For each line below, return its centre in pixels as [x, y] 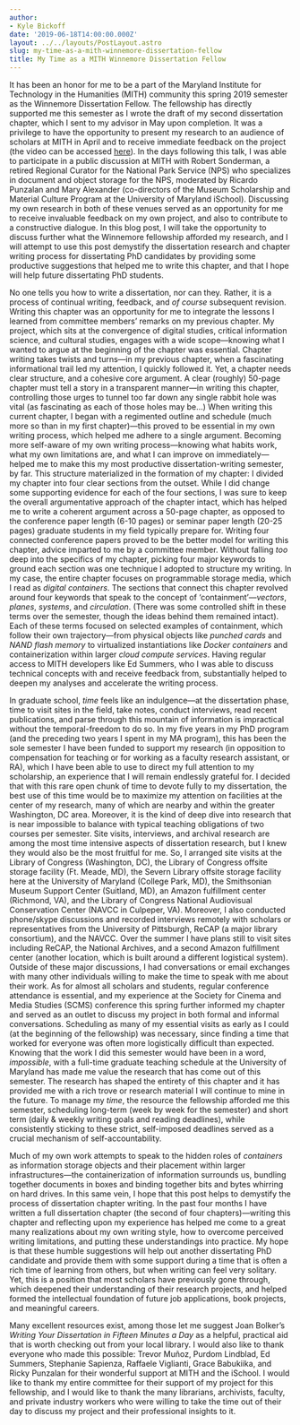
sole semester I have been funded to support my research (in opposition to [147, 748]
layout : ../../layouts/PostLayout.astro [86, 43]
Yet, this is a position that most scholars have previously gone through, [140, 1279]
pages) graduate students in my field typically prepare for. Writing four [139, 531]
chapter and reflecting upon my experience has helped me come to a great [148, 1222]
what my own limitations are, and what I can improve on [112, 454]
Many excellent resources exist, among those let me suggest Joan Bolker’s [147, 1326]
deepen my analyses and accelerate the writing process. [114, 683]
